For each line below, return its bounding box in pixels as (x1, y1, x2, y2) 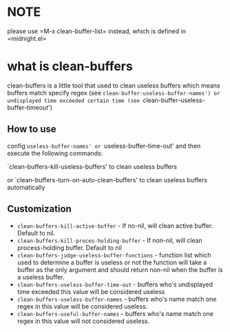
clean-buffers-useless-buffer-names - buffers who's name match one (17, 295, 217, 303)
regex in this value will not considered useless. (17, 317, 150, 325)
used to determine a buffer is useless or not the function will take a (17, 258, 207, 266)
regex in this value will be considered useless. (17, 302, 148, 311)
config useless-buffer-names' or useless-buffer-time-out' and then (7, 141, 201, 150)
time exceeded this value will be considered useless (17, 287, 165, 295)
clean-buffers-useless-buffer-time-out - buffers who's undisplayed (17, 280, 213, 289)
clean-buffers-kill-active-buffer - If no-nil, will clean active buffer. (17, 222, 213, 230)
